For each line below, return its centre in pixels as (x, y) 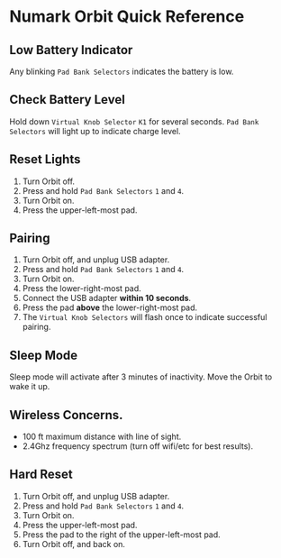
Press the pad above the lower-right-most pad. (110, 307)
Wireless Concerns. (66, 415)
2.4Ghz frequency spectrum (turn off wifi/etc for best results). (138, 446)
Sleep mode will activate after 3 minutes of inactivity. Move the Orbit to (141, 377)
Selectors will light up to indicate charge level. (95, 131)
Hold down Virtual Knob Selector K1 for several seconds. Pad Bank (134, 121)
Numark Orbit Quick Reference (127, 17)
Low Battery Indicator (71, 50)
